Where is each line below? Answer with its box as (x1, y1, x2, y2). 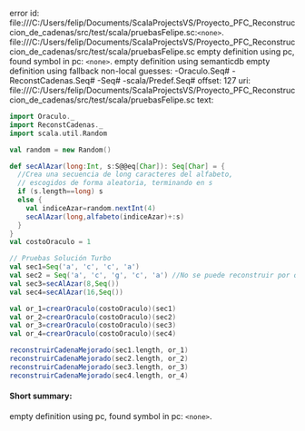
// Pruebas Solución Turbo (9, 254, 112, 263)
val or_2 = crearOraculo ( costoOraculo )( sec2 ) (9, 312, 177, 321)
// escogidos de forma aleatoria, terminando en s (17, 179, 213, 188)
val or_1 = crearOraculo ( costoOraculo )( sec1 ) (9, 304, 177, 313)
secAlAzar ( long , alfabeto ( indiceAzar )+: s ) (25, 212, 184, 221)
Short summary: (9, 390, 73, 402)
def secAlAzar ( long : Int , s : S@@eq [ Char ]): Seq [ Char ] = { (9, 162, 225, 171)
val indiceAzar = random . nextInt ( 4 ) (25, 203, 156, 212)
